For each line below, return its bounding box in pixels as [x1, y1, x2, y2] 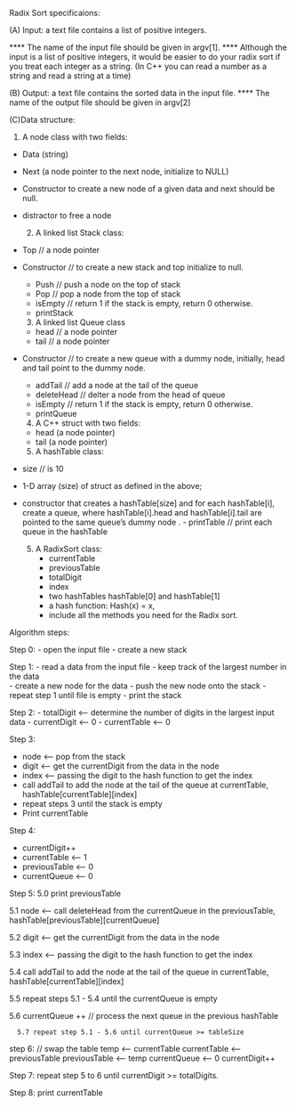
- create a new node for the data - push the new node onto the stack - [9, 680, 267, 691]
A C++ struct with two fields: [35, 418, 140, 428]
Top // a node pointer [21, 245, 100, 255]
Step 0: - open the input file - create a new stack [9, 645, 188, 655]
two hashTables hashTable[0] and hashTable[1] [48, 591, 220, 601]
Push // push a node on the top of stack [35, 280, 181, 289]
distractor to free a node [21, 210, 112, 221]
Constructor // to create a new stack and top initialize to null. [21, 262, 244, 273]
